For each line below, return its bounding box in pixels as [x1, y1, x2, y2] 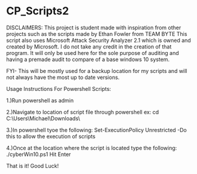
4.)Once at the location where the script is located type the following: [6, 144, 177, 151]
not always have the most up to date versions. [6, 74, 120, 81]
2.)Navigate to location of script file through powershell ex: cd [6, 108, 159, 115]
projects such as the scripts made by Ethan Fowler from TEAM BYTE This [6, 30, 187, 37]
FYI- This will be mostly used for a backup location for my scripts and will [6, 67, 187, 74]
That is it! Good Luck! [6, 162, 59, 169]
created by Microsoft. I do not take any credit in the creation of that [6, 43, 172, 50]
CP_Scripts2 [6, 4, 69, 18]
